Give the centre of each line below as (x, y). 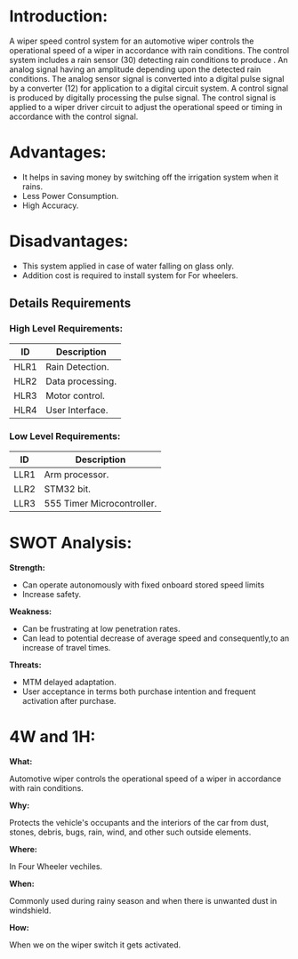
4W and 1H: (52, 736)
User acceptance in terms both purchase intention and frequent (139, 691)
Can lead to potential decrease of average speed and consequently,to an (156, 638)
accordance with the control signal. (74, 116)
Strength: (28, 567)
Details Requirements (70, 304)
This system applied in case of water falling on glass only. (128, 266)
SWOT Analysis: (71, 543)
